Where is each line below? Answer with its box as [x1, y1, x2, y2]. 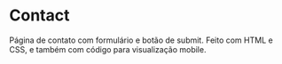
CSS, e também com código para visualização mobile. [9, 44, 207, 54]
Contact [9, 5, 70, 26]
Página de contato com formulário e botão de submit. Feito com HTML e [9, 35, 273, 45]
